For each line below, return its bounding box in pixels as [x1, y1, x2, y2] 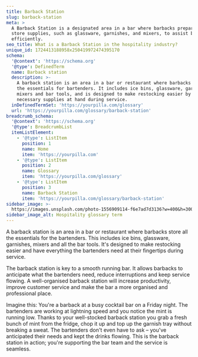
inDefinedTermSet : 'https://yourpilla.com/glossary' [11, 102, 144, 108]
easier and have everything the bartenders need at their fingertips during [6, 247, 184, 254]
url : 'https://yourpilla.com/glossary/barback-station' [11, 108, 151, 113]
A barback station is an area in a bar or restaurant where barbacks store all [6, 228, 188, 235]
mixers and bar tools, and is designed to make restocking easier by [16, 91, 192, 97]
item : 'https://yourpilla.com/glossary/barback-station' [21, 196, 165, 202]
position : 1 [21, 140, 51, 147]
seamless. [6, 345, 31, 352]
